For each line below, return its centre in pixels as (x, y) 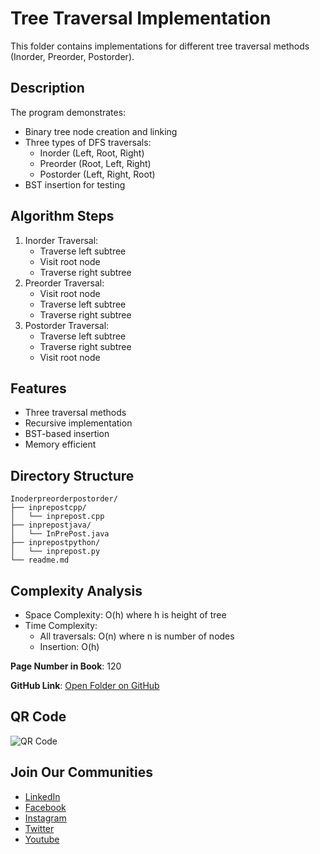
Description (47, 88)
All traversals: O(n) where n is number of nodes (137, 636)
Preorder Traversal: (64, 283)
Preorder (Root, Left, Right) (95, 163)
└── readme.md (40, 560)
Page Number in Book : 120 (66, 666)
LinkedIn (42, 796)
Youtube (42, 839)
